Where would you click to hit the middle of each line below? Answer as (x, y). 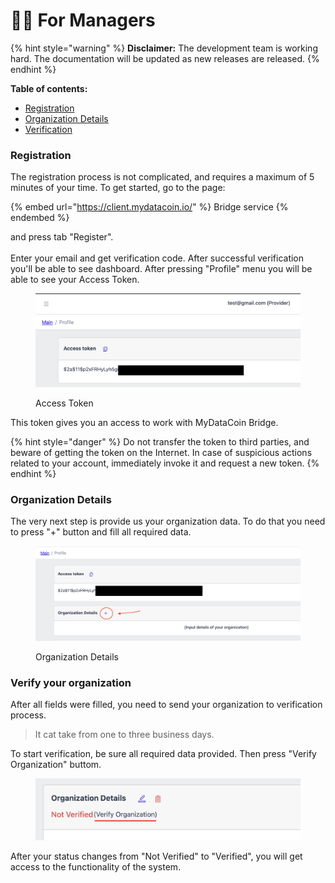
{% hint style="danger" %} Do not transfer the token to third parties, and (160, 441)
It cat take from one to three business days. (124, 735)
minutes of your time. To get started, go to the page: (118, 188)
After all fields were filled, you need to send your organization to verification (166, 705)
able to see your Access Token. (75, 280)
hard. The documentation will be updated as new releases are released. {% (165, 58)
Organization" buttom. (56, 765)
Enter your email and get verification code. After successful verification (157, 258)
